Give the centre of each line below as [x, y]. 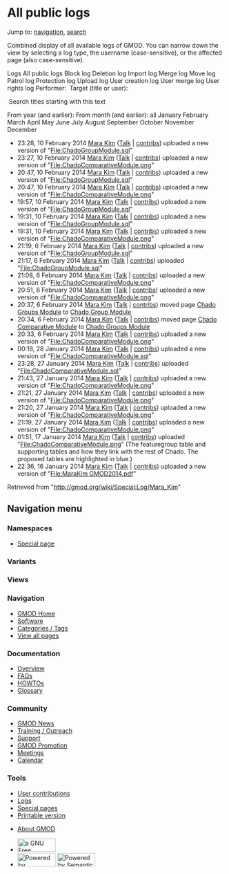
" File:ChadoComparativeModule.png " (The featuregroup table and [111, 444]
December [22, 129]
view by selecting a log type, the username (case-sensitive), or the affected [115, 53]
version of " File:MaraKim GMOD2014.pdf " [77, 473]
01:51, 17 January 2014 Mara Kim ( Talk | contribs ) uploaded [101, 436]
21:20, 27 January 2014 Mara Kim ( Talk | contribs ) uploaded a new [111, 407]
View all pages [38, 635]
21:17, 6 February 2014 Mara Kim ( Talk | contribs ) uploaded [101, 260]
